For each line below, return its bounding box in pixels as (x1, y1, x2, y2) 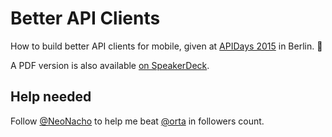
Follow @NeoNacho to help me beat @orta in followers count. (10, 115, 265, 127)
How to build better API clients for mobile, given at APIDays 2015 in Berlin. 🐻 (10, 40, 323, 52)
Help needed (10, 88, 92, 106)
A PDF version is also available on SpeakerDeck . (10, 59, 210, 71)
